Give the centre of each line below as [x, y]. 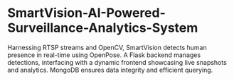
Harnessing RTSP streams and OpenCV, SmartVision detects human [107, 47]
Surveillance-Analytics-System [103, 28]
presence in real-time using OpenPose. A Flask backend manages [104, 55]
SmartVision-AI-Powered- [86, 13]
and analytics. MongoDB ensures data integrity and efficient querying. [110, 70]
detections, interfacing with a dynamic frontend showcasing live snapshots [117, 62]
